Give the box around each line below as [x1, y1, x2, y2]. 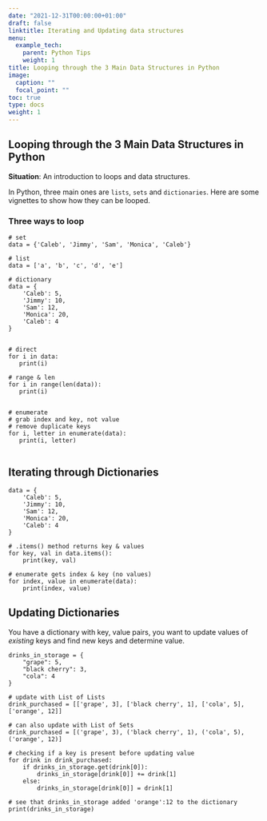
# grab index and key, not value [8, 416, 120, 424]
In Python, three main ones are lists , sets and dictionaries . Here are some [8, 187, 260, 197]
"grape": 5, [22, 658, 62, 666]
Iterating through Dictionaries [8, 465, 159, 479]
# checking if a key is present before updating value [8, 749, 195, 757]
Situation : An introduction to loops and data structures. [8, 171, 190, 181]
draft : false [8, 19, 52, 27]
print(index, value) [22, 584, 91, 592]
